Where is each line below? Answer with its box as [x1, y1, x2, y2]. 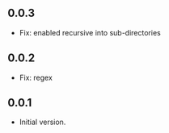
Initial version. [19, 117, 66, 127]
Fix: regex [19, 73, 53, 82]
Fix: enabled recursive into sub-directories [19, 27, 161, 37]
